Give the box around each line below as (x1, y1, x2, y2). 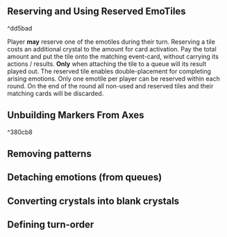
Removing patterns (7, 148, 92, 160)
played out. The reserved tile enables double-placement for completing (7, 67, 212, 75)
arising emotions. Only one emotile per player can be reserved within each (7, 74, 220, 83)
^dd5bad (7, 24, 33, 32)
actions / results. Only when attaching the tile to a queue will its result (7, 59, 207, 68)
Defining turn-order (7, 219, 94, 231)
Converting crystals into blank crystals (7, 195, 180, 207)
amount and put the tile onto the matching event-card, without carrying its (7, 52, 219, 60)
